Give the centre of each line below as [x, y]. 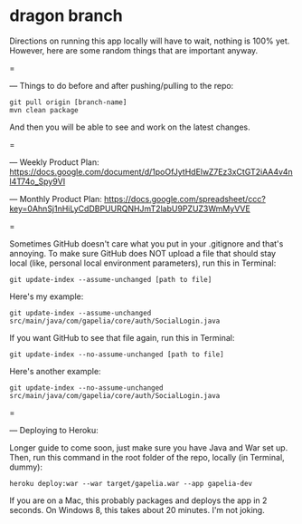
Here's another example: [55, 371]
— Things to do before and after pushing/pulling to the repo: [122, 85]
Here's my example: [47, 296]
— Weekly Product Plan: [54, 162]
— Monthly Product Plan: [56, 199]
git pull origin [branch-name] [68, 102]
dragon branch [66, 16]
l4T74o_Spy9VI [38, 181]
